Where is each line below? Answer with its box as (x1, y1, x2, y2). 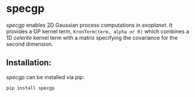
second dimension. (6, 40, 53, 48)
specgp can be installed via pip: (6, 73, 85, 80)
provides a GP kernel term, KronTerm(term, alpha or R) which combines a (6, 27, 190, 35)
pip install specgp (6, 85, 55, 91)
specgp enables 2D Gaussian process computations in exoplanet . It (6, 21, 173, 29)
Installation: (6, 58, 52, 68)
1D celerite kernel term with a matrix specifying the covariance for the (6, 34, 178, 41)
